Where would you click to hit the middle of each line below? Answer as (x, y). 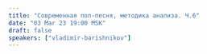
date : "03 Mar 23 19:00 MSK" (57, 23)
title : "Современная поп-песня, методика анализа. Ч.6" (104, 15)
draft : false (30, 30)
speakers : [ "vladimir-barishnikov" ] (70, 38)
